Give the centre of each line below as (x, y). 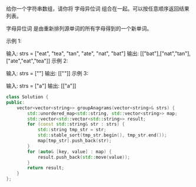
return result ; (46, 168)
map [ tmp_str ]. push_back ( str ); (74, 141)
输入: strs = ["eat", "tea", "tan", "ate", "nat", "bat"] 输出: (73, 54)
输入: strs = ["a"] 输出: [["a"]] (41, 86)
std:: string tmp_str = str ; (72, 130)
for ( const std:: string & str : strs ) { (76, 124)
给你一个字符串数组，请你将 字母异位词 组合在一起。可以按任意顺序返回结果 (98, 9)
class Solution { (27, 97)
